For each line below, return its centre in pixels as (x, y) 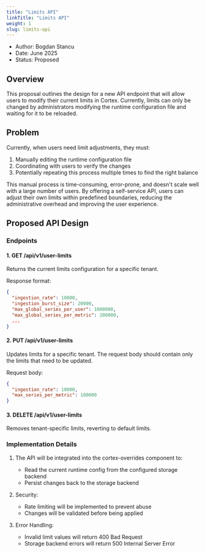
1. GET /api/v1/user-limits (39, 255)
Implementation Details (42, 444)
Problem (23, 133)
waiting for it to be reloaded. (42, 114)
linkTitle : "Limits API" (38, 18)
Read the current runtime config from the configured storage (101, 469)
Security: (27, 495)
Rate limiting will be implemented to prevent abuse (88, 506)
